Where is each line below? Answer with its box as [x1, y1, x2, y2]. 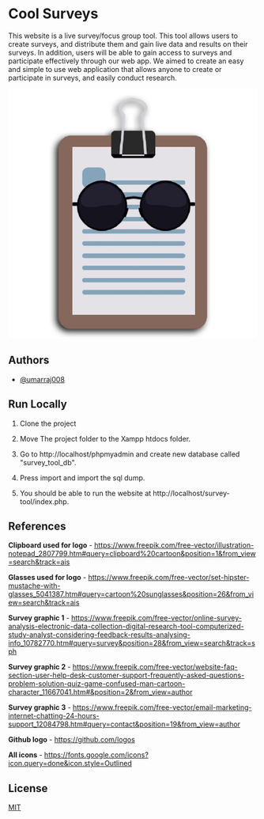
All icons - [8, 750, 43, 760]
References [8, 519, 66, 533]
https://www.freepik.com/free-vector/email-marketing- [72, 703, 252, 712]
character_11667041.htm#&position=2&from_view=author [8, 688, 193, 697]
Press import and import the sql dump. [19, 472, 145, 483]
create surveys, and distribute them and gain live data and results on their [8, 39, 248, 48]
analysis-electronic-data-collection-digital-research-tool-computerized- [8, 622, 245, 631]
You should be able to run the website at [19, 488, 152, 498]
